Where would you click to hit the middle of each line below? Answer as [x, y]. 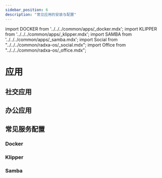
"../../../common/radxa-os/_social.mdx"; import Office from [66, 45]
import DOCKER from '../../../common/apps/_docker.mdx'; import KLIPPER [81, 29]
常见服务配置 [25, 129]
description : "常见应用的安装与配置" [41, 15]
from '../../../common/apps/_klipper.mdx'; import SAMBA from [68, 34]
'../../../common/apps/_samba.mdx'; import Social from [61, 39]
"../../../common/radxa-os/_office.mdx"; [46, 50]
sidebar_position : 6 [27, 10]
